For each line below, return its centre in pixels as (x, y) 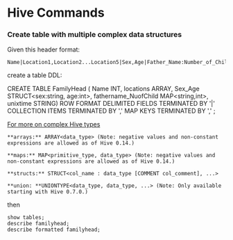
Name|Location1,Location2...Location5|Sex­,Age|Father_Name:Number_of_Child (119, 63)
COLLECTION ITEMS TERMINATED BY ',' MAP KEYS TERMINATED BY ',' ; (111, 111)
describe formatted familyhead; (54, 230)
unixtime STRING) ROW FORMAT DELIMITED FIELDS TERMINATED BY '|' (111, 104)
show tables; (26, 218)
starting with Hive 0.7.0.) (48, 192)
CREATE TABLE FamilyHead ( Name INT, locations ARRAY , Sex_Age (103, 89)
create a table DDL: (35, 75)
